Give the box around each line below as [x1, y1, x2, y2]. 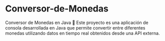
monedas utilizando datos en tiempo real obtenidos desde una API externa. [5, 30, 160, 36]
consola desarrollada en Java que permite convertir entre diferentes [5, 24, 145, 30]
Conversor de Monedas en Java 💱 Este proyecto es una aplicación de [5, 19, 148, 25]
